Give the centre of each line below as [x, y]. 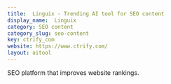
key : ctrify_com [31, 40]
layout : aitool [29, 53]
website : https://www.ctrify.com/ [58, 46]
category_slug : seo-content [48, 33]
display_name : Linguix [42, 20]
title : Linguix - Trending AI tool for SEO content [86, 14]
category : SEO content [40, 27]
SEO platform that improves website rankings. [73, 72]
